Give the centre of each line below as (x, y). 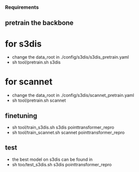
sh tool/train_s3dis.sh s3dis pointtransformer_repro (63, 127)
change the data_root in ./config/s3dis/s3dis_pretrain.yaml (70, 57)
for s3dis (23, 44)
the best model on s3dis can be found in (52, 159)
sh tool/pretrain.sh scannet (39, 100)
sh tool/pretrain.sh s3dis (36, 63)
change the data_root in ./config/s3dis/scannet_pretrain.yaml (73, 95)
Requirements (22, 7)
